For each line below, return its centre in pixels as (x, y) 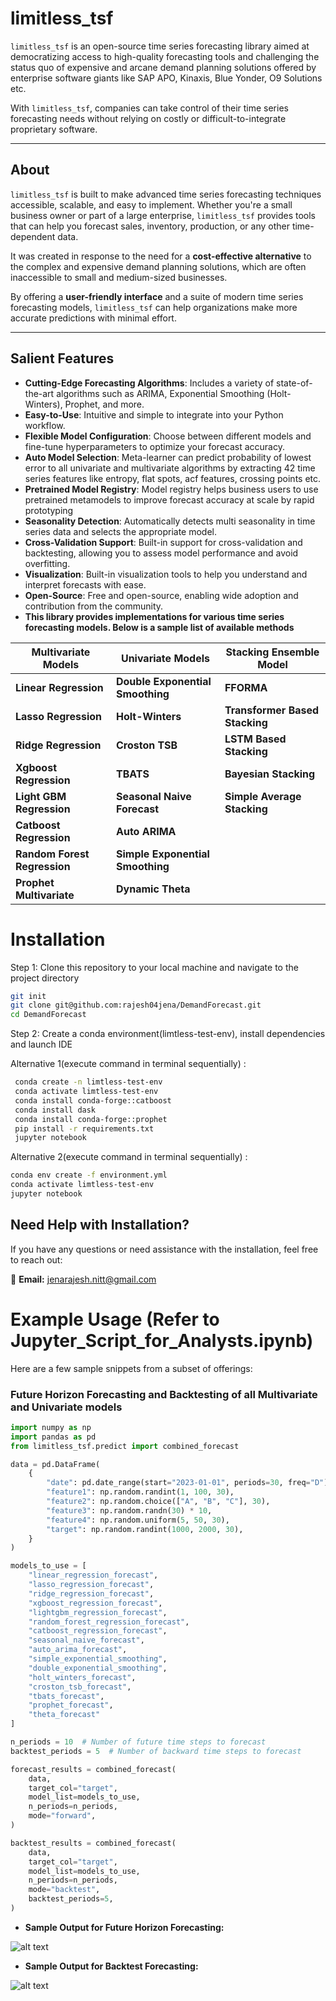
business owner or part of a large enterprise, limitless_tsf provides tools (163, 215)
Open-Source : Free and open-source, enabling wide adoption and (161, 595)
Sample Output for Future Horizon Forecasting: (124, 1927)
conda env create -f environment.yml (89, 1175)
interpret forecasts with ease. (85, 584)
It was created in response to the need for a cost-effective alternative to (161, 256)
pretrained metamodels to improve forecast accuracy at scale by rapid (169, 499)
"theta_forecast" (64, 1715)
